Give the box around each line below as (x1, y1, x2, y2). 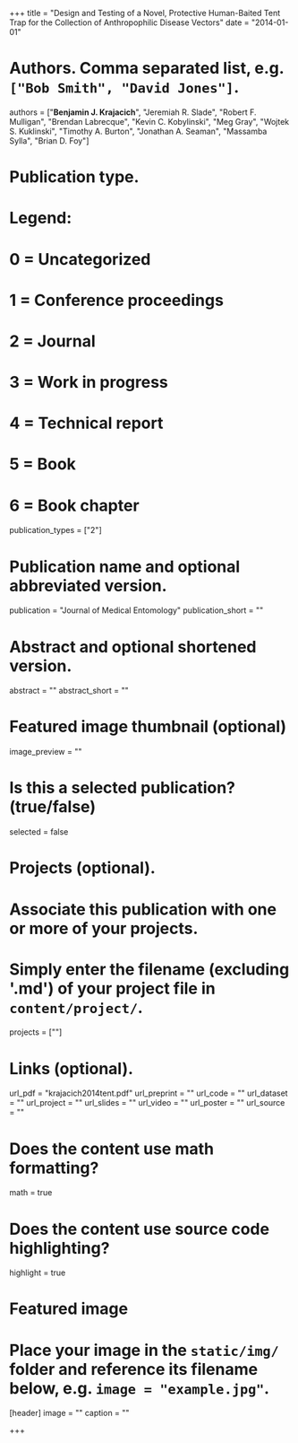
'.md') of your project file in (9, 978, 217, 999)
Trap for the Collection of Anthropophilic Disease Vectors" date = (9, 17, 250, 28)
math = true (9, 1187, 53, 1198)
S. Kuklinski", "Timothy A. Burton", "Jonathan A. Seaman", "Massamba (9, 126, 268, 136)
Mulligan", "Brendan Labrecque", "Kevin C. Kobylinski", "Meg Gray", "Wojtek (9, 116, 290, 127)
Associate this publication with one (9, 899, 277, 919)
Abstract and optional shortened (9, 636, 257, 657)
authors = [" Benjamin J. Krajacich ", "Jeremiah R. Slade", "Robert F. (9, 107, 257, 118)
